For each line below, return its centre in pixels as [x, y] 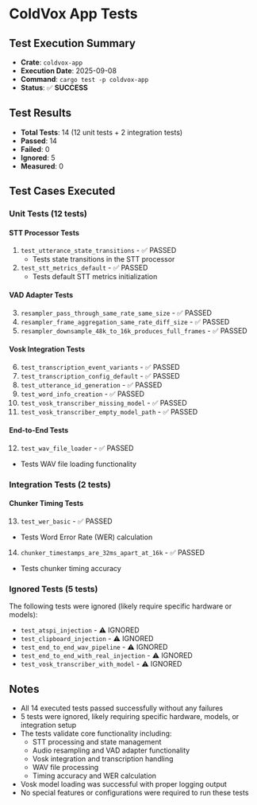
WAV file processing [65, 768]
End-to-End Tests [39, 430]
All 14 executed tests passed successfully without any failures [122, 708]
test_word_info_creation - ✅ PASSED [82, 394]
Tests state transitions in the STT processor [104, 259]
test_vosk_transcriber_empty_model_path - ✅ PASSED [109, 411]
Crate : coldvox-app [51, 62]
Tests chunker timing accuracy [71, 569]
